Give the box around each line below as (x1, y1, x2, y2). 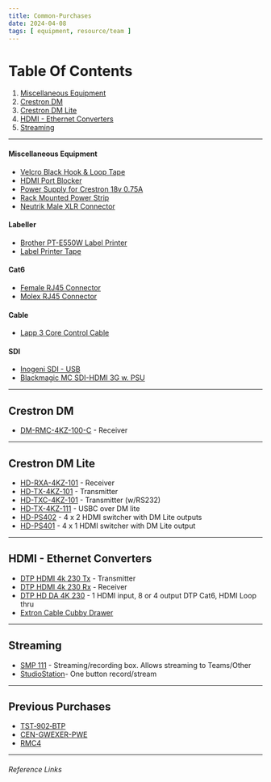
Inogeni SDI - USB (19, 365, 81, 374)
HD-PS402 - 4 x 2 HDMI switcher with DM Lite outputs (19, 512, 202, 522)
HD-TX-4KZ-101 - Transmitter (19, 486, 119, 496)
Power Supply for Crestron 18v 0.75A (19, 184, 144, 194)
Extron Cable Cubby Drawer (19, 607, 114, 617)
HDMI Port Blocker (19, 175, 82, 185)
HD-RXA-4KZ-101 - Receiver (19, 478, 115, 488)
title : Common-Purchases (8, 11, 92, 20)
